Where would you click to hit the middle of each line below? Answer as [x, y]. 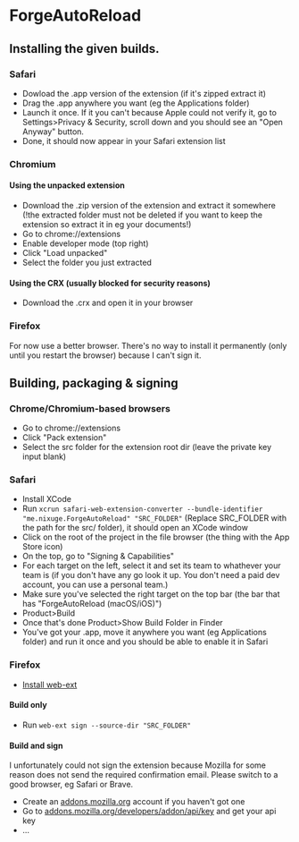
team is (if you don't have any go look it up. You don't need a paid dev [151, 575]
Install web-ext [50, 685]
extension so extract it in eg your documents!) [107, 224]
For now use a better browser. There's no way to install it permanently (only [148, 345]
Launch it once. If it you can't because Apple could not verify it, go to [149, 112]
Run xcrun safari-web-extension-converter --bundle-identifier [142, 509]
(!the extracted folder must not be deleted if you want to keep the [142, 215]
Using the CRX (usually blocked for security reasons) [110, 283]
